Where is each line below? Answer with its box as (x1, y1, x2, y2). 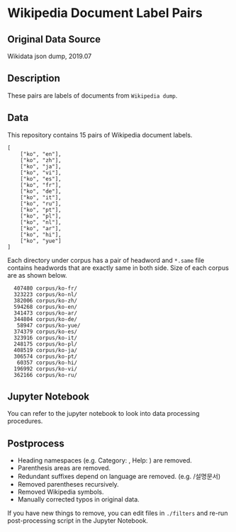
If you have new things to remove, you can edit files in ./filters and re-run (7, 509, 228, 518)
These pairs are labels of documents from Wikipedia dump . (7, 91, 178, 100)
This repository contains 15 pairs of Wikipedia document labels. (7, 130, 193, 139)
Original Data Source (7, 33, 101, 45)
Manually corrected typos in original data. (17, 495, 140, 504)
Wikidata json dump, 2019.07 (7, 52, 92, 60)
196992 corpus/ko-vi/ (13, 365, 78, 373)
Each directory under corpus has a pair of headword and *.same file (7, 256, 205, 264)
